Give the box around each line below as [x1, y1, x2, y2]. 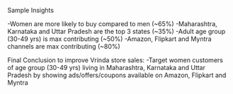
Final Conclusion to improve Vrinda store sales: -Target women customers [7, 56, 223, 64]
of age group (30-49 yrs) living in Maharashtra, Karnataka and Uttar [7, 64, 205, 71]
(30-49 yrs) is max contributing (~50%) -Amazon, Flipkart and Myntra [7, 35, 212, 43]
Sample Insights [7, 6, 55, 14]
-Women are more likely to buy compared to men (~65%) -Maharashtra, [7, 20, 217, 28]
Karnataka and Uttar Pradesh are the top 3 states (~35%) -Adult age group [7, 28, 226, 35]
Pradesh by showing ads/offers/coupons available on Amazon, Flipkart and [7, 71, 227, 79]
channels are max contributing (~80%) [7, 42, 120, 50]
